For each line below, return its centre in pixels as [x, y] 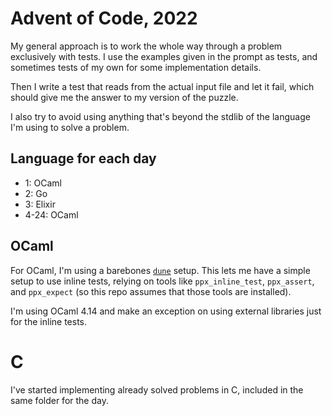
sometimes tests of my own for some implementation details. [136, 67]
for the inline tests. [49, 321]
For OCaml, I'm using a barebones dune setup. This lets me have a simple [160, 270]
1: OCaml [43, 183]
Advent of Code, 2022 [104, 18]
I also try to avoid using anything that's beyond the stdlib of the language [160, 116]
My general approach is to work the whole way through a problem [146, 46]
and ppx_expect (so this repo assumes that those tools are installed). [151, 291]
